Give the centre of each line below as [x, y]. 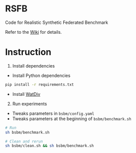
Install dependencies [34, 66]
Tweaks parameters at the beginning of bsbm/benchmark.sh [72, 118]
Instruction [28, 52]
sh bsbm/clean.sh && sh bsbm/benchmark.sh [49, 146]
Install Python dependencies [41, 76]
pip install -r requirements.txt [40, 84]
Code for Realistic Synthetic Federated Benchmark [57, 22]
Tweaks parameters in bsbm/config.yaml [53, 113]
